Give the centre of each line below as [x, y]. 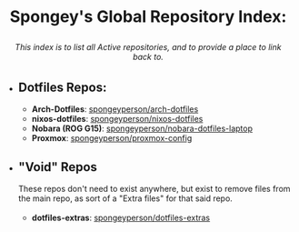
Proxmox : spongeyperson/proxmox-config [112, 138]
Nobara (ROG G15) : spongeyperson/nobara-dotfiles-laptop [142, 128]
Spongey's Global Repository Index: [148, 17]
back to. [148, 57]
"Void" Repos [58, 167]
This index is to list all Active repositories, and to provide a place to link [148, 47]
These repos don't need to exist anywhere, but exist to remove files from [154, 189]
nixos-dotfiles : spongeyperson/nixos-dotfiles [117, 119]
